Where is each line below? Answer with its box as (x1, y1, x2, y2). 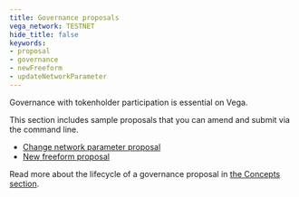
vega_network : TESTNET (9, 22, 95, 31)
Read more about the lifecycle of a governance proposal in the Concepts (9, 168, 281, 179)
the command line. (9, 124, 79, 135)
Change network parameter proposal (22, 141, 161, 152)
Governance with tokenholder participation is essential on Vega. (9, 97, 248, 108)
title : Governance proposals (9, 13, 120, 23)
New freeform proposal (22, 151, 111, 162)
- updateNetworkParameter (9, 72, 107, 81)
